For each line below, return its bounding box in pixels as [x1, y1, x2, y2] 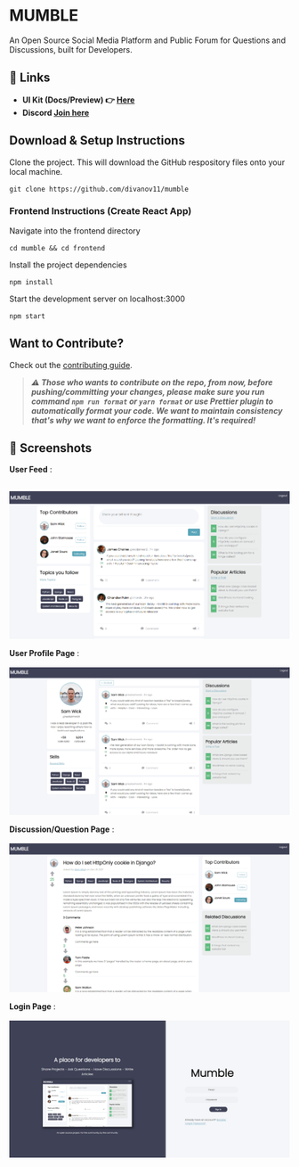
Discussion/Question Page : [9, 824, 115, 834]
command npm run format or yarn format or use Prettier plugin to [30, 396, 274, 407]
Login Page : [9, 1000, 56, 1012]
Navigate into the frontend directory [9, 225, 141, 236]
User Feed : [9, 464, 53, 475]
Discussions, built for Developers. [9, 44, 133, 54]
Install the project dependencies [9, 259, 127, 270]
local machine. [9, 166, 63, 177]
